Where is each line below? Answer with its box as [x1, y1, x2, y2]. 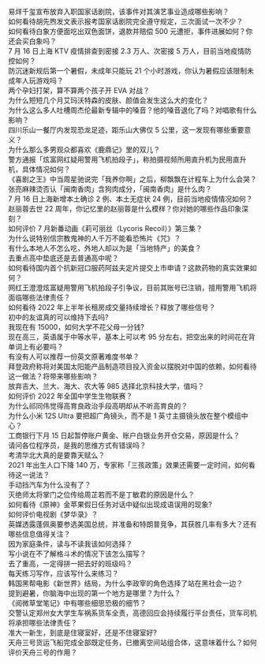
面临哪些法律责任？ [8, 293, 71, 302]
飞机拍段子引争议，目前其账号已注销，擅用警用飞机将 [84, 283, 257, 292]
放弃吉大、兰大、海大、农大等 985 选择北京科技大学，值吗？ [8, 382, 205, 390]
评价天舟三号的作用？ [8, 647, 77, 657]
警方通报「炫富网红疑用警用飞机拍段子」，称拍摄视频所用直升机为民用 [8, 155, 233, 164]
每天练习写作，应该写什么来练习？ [8, 569, 119, 578]
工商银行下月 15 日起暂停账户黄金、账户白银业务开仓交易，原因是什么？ [8, 431, 241, 440]
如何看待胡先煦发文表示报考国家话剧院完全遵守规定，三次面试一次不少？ [8, 17, 243, 26]
